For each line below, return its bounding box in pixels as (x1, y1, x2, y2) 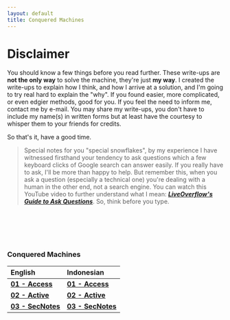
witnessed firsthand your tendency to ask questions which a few (23, 154, 207, 162)
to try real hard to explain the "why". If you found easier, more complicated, (7, 91, 220, 99)
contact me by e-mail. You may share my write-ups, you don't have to (7, 105, 205, 113)
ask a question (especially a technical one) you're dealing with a (23, 176, 206, 184)
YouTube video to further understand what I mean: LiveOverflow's (23, 190, 213, 198)
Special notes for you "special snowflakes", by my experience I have (23, 146, 218, 155)
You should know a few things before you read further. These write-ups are (7, 69, 220, 77)
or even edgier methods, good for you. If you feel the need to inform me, (7, 98, 212, 106)
